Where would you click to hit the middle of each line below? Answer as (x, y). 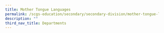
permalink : (16, 14)
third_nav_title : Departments (36, 23)
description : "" (21, 18)
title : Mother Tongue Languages (38, 9)
